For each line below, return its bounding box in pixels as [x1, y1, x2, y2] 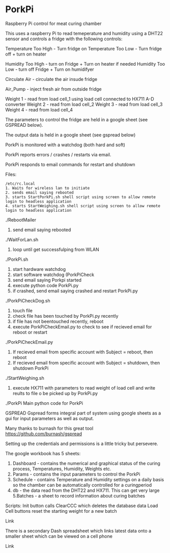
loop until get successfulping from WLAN [12, 246, 99, 253]
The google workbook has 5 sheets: [5, 450, 81, 456]
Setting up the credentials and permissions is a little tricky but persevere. [5, 440, 159, 447]
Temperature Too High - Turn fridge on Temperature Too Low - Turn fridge [5, 45, 162, 51]
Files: [5, 171, 17, 177]
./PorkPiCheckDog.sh [5, 297, 50, 303]
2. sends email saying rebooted [5, 190, 74, 195]
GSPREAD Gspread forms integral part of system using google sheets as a [5, 410, 161, 416]
